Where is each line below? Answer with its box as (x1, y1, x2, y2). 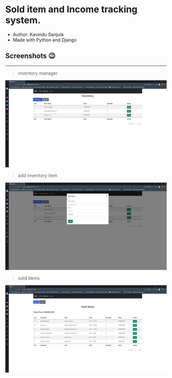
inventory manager (17, 70, 58, 76)
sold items (17, 275, 40, 281)
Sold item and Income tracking (5, 4, 138, 15)
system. (5, 14, 41, 26)
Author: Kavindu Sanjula (12, 31, 64, 37)
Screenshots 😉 (5, 52, 56, 60)
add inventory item (17, 172, 58, 179)
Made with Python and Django (12, 37, 77, 43)
